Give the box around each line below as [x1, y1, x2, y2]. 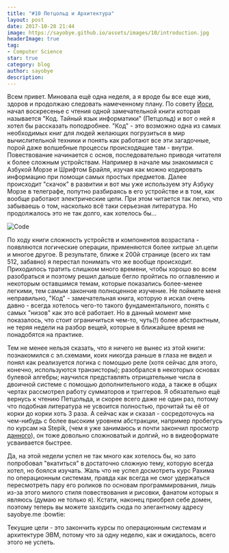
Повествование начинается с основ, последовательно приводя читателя [7, 151, 221, 159]
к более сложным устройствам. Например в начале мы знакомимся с [7, 158, 214, 167]
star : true [7, 55, 38, 62]
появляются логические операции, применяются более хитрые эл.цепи [7, 243, 218, 251]
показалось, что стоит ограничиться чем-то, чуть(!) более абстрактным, [7, 316, 221, 325]
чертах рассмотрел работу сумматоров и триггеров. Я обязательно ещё [7, 388, 221, 396]
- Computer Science [7, 49, 63, 56]
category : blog [7, 61, 51, 68]
